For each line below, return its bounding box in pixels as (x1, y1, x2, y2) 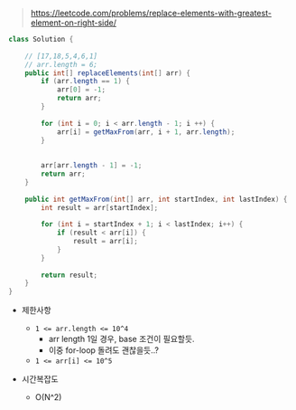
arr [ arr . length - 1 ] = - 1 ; (41, 161, 143, 170)
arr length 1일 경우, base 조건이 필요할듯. (48, 334, 195, 345)
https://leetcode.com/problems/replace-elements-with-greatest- (30, 8, 273, 18)
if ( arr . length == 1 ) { (41, 77, 130, 86)
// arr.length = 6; (24, 60, 98, 69)
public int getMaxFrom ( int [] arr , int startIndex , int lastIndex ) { (24, 195, 288, 204)
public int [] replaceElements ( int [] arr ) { (24, 68, 191, 78)
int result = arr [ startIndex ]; (41, 203, 159, 212)
